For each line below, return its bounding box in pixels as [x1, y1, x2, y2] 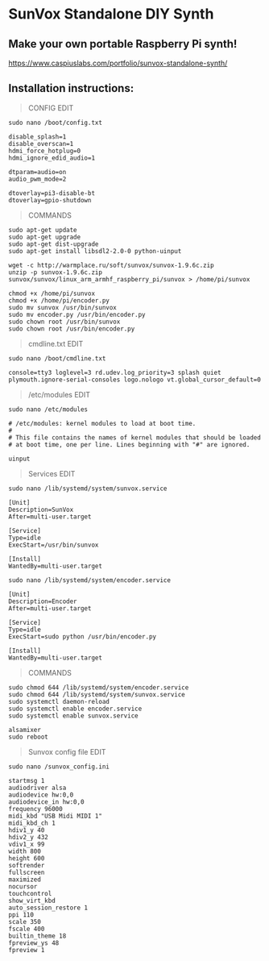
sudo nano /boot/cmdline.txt [8, 354, 106, 363]
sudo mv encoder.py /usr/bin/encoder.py [8, 310, 147, 318]
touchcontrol [8, 889, 52, 897]
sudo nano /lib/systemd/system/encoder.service [8, 576, 172, 585]
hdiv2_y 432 [8, 833, 48, 841]
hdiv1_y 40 [8, 826, 45, 834]
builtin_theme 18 [8, 932, 67, 940]
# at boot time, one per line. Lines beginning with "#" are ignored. [8, 440, 250, 448]
